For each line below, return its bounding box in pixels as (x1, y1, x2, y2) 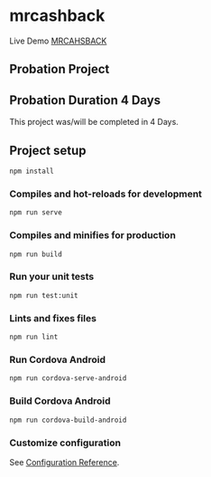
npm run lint (9, 332, 59, 342)
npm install (9, 167, 54, 176)
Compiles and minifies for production (9, 229, 176, 242)
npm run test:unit (9, 291, 78, 300)
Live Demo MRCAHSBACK (9, 35, 107, 46)
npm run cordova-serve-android (9, 374, 127, 383)
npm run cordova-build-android (9, 415, 127, 425)
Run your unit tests (9, 271, 95, 283)
